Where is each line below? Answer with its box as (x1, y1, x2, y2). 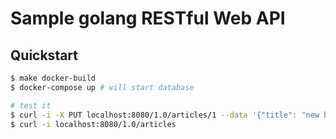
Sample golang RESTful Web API (10, 7, 286, 30)
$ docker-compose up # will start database (10, 82, 195, 92)
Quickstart (10, 47, 79, 64)
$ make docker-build (10, 73, 97, 83)
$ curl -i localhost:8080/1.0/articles (10, 119, 177, 129)
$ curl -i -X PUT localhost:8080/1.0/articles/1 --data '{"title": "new (10, 110, 320, 120)
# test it (10, 100, 52, 111)
